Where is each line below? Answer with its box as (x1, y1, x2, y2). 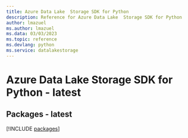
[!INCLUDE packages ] (6, 125, 60, 132)
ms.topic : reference (6, 36, 58, 42)
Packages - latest (6, 109, 73, 120)
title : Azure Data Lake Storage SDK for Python (6, 8, 129, 15)
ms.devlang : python (6, 42, 55, 48)
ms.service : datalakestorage (6, 48, 79, 54)
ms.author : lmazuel (6, 25, 55, 32)
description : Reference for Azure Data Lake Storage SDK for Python (6, 14, 183, 20)
